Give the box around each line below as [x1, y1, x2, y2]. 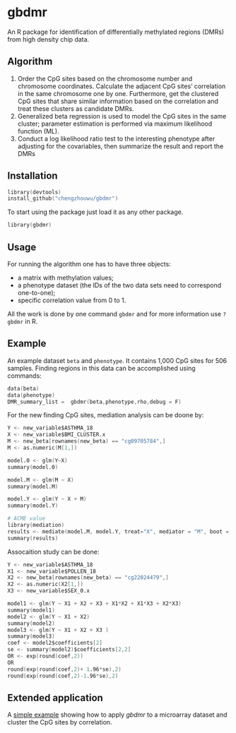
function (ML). [17, 126, 59, 135]
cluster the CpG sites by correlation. [7, 718, 112, 727]
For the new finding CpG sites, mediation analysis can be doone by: [7, 411, 204, 419]
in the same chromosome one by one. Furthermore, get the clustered [17, 89, 219, 97]
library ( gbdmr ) [7, 222, 52, 229]
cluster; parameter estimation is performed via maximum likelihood [17, 119, 213, 128]
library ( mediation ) [7, 522, 65, 529]
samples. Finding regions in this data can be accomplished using [7, 364, 196, 372]
